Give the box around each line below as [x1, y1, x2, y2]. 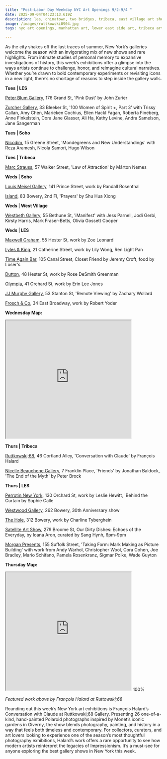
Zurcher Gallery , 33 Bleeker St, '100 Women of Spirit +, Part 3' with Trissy [5, 105, 156, 110]
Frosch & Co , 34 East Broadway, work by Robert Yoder [5, 300, 117, 306]
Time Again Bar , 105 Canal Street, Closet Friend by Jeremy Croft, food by [5, 256, 155, 262]
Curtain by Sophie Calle [5, 498, 54, 504]
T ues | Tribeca [5, 155, 36, 161]
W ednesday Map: [5, 310, 43, 316]
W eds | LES [5, 227, 29, 233]
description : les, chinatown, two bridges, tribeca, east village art [5, 16, 155, 21]
